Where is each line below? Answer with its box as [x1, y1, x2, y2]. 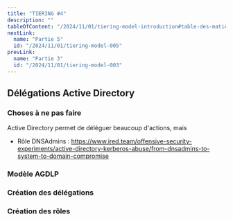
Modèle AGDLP [7, 169, 59, 179]
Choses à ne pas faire [7, 108, 82, 118]
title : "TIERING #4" [7, 10, 67, 17]
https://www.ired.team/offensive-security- [71, 137, 193, 145]
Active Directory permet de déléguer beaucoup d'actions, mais [7, 124, 187, 132]
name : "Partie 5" [13, 36, 64, 43]
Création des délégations [7, 188, 94, 197]
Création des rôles [7, 206, 71, 216]
